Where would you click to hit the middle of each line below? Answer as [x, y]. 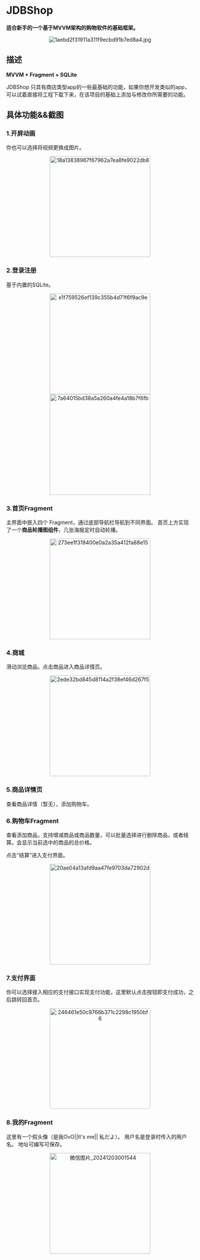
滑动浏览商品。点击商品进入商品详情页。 [56, 667]
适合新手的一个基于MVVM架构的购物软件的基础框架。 [72, 27]
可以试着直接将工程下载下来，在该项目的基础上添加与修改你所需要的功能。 [97, 94]
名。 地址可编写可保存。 [36, 1144]
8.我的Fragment [29, 1123]
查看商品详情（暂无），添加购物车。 [49, 804]
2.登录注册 [21, 270]
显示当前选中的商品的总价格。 [58, 842]
